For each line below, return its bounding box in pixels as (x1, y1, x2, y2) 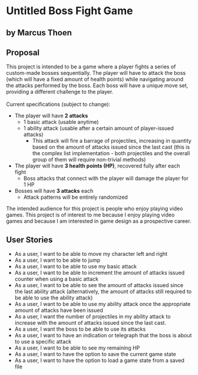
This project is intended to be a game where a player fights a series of (6, 63, 176, 70)
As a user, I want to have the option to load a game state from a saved (14, 357, 184, 364)
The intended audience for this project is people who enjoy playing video (6, 205, 183, 212)
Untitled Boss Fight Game (6, 4, 133, 18)
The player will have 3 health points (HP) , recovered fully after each (14, 162, 180, 169)
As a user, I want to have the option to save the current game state (14, 351, 177, 358)
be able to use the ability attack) (14, 294, 93, 301)
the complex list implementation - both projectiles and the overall (32, 150, 190, 157)
